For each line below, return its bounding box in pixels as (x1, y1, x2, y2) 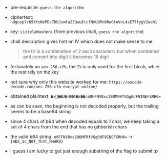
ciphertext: (10, 14, 33, 20)
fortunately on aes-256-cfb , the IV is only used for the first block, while (10, 64, 160, 69)
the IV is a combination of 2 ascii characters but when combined (23, 48, 159, 54)
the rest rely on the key (10, 69, 59, 75)
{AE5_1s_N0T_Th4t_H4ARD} (10, 139, 64, 144)
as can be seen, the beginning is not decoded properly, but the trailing (10, 103, 159, 109)
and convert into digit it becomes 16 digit (23, 54, 109, 60)
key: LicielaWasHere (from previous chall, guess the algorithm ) (10, 29, 144, 35)
